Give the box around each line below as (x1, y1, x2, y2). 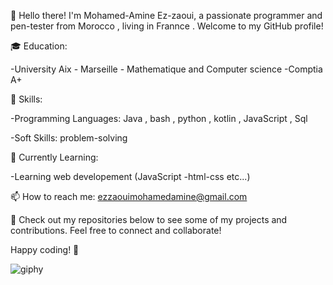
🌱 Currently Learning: (10, 151, 99, 163)
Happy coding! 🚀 (10, 244, 80, 255)
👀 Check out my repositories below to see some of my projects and (10, 214, 288, 225)
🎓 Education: (10, 40, 68, 52)
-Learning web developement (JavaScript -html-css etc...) (10, 171, 251, 182)
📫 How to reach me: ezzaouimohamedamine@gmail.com (10, 191, 248, 202)
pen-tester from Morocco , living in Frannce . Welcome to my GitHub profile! (10, 20, 324, 32)
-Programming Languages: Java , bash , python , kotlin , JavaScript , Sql (10, 113, 308, 124)
